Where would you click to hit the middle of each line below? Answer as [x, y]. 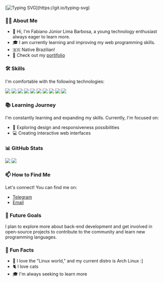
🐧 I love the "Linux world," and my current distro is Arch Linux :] [78, 261]
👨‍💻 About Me [21, 20]
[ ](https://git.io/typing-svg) [47, 8]
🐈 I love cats [25, 266]
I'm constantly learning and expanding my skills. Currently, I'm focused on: [82, 117]
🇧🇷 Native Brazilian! [33, 49]
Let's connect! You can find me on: [41, 187]
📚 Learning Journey [30, 105]
